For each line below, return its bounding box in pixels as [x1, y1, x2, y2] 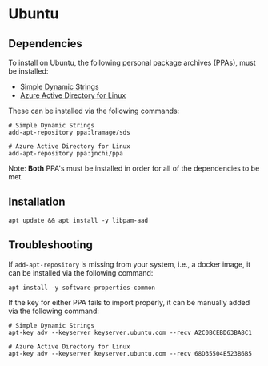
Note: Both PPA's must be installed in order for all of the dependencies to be [8, 163, 260, 173]
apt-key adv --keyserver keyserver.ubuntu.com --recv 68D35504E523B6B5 [8, 349, 252, 357]
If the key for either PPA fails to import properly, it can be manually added [8, 297, 250, 307]
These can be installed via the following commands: [8, 106, 180, 115]
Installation [8, 195, 66, 209]
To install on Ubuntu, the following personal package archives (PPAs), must [8, 58, 256, 67]
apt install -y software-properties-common [8, 284, 156, 292]
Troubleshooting [8, 238, 94, 252]
